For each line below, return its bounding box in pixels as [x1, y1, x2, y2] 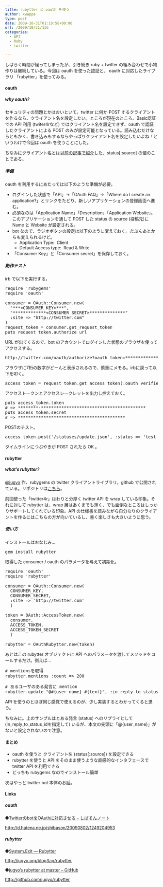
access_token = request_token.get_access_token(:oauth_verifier [5, 381, 162, 386]
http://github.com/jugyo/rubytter [5, 877, 70, 883]
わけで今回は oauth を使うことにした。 [13, 140, 91, 146]
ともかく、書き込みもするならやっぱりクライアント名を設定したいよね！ [9, 133, 154, 139]
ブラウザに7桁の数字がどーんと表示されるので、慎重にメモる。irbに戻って [5, 365, 153, 370]
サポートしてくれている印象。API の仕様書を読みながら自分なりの [9, 508, 141, 514]
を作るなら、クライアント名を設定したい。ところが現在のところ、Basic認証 [5, 115, 156, 121]
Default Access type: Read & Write [19, 245, 90, 251]
